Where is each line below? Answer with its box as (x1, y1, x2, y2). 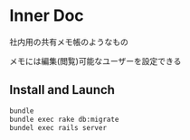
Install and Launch (9, 82, 116, 98)
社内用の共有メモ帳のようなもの (9, 36, 128, 47)
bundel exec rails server (9, 123, 107, 132)
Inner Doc (9, 5, 84, 26)
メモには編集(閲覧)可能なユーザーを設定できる (9, 55, 182, 66)
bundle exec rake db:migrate (9, 115, 119, 124)
